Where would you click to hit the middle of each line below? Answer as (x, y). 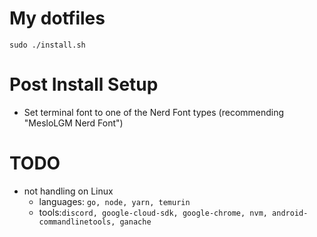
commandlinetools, (77, 222)
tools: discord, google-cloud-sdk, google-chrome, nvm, (153, 212)
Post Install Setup (84, 84)
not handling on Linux (68, 191)
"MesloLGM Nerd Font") (73, 123)
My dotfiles (57, 18)
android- (290, 213)
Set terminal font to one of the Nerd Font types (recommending (154, 112)
